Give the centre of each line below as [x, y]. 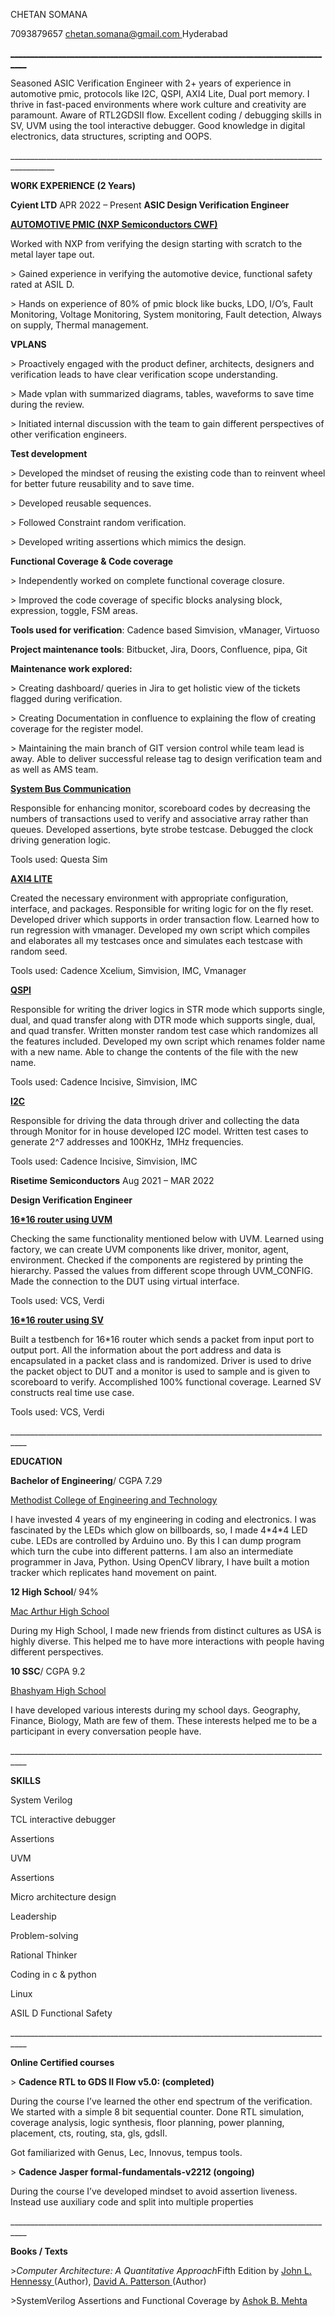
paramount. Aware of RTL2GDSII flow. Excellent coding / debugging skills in [166, 115]
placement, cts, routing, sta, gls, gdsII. [89, 2133]
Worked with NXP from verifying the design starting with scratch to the [156, 243]
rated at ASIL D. [42, 284]
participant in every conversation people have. [106, 1731]
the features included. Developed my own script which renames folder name [168, 1041]
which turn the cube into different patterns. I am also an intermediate [152, 1551]
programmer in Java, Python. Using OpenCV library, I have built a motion [160, 1562]
